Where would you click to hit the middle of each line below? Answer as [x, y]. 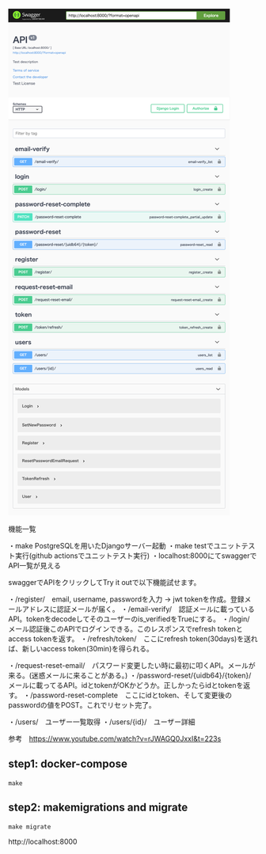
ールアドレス [29, 609]
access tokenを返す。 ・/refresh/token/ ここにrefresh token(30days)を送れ [133, 639]
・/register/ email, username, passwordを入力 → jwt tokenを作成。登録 [126, 599]
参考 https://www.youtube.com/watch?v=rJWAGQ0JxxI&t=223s [115, 738]
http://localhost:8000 [43, 841]
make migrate [30, 827]
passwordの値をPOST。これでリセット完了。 [82, 705]
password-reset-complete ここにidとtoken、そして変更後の [132, 695]
